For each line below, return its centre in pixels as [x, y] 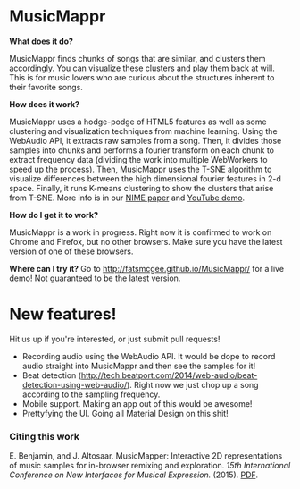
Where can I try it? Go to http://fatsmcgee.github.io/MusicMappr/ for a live [146, 268]
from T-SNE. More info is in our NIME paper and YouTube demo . [127, 198]
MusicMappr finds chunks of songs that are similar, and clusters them [137, 58]
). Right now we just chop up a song [192, 384]
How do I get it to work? [54, 215]
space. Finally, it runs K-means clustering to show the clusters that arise [142, 188]
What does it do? [42, 41]
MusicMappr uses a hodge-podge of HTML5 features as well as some [138, 122]
